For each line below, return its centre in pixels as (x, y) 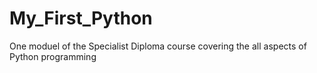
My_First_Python (81, 18)
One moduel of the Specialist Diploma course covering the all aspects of (158, 46)
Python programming (53, 56)
